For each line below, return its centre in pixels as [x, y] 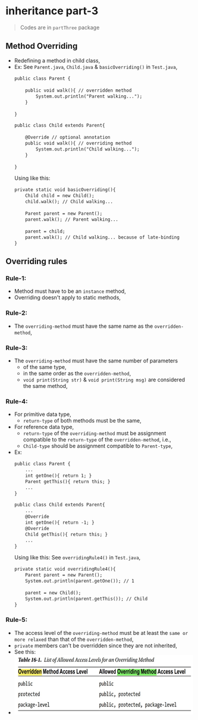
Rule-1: [16, 278]
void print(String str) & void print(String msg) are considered [104, 380]
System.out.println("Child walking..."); [88, 149]
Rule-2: [17, 313]
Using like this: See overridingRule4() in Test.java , [77, 558]
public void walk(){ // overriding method [78, 143]
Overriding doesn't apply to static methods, [67, 298]
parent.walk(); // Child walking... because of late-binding [102, 237]
